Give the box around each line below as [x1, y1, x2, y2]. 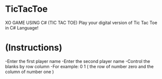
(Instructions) [5, 42, 62, 53]
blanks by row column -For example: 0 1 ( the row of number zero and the [5, 63, 154, 69]
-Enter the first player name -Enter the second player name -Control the [5, 58, 151, 64]
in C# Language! [5, 25, 39, 30]
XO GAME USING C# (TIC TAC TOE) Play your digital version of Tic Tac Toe [5, 20, 158, 26]
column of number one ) [5, 69, 54, 75]
